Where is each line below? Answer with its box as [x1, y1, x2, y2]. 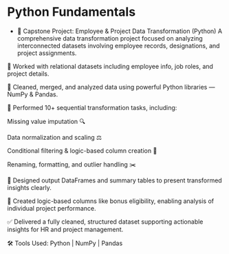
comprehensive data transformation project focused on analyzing [17, 34, 203, 42]
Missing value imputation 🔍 [7, 117, 86, 125]
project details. [7, 70, 50, 78]
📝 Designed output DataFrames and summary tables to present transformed [7, 176, 222, 184]
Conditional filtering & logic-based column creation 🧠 [7, 146, 157, 155]
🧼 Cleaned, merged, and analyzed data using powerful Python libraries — [7, 83, 215, 91]
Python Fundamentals [7, 4, 136, 20]
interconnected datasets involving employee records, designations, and [17, 41, 220, 50]
